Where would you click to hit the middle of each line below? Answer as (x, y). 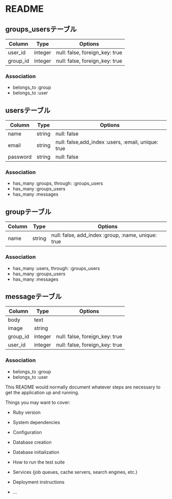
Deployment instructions (39, 482)
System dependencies (36, 422)
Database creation (32, 442)
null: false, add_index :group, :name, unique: (104, 235)
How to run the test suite (39, 462)
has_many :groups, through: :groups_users (58, 183)
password (20, 157)
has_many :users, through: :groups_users (56, 268)
